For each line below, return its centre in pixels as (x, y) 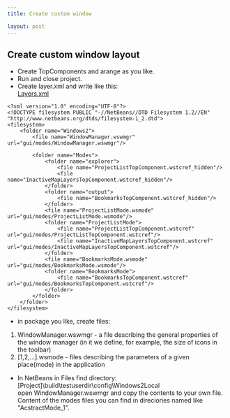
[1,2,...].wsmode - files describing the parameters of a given (103, 357)
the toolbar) (34, 349)
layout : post (26, 26)
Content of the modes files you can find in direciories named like (110, 401)
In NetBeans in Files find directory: (67, 378)
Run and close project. (49, 79)
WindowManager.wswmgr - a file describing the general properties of (117, 335)
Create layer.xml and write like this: (68, 86)
